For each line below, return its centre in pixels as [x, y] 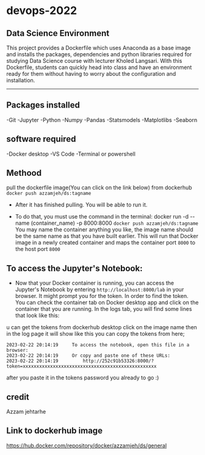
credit [18, 397]
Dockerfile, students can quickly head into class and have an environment [99, 67]
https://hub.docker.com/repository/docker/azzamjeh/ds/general [87, 445]
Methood [24, 173]
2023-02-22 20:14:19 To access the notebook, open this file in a [98, 345]
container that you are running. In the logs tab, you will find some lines [103, 309]
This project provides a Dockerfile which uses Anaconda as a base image [99, 48]
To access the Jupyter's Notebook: [74, 268]
